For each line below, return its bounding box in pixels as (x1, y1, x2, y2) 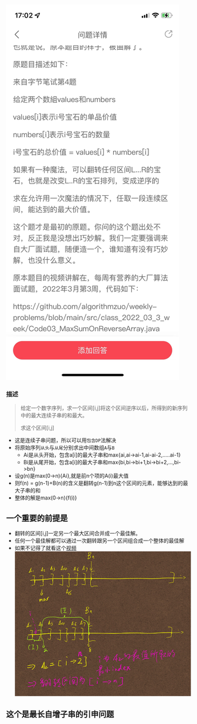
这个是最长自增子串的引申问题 (6, 709, 114, 719)
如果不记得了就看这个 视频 (14, 545, 77, 552)
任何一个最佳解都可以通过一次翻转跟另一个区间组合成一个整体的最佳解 (14, 537, 185, 544)
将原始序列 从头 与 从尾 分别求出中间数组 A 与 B (14, 444, 115, 451)
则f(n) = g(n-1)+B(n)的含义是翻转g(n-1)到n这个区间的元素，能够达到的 (14, 480, 184, 487)
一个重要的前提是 (6, 513, 68, 523)
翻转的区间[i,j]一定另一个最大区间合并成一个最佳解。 (14, 530, 141, 537)
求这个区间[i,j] (20, 424, 55, 431)
